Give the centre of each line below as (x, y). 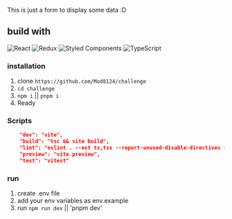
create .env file (38, 194)
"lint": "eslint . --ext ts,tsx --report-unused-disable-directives (120, 148)
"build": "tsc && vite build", (65, 142)
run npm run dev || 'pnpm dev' (59, 208)
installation (27, 66)
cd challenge (36, 89)
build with (29, 31)
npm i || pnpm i (38, 96)
